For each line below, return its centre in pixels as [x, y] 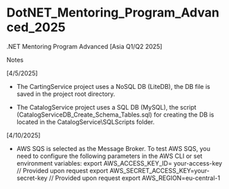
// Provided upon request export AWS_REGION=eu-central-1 [135, 178]
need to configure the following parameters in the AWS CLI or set [109, 156]
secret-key [32, 178]
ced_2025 [36, 27]
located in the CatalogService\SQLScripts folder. [85, 121]
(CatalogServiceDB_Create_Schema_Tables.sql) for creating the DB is [115, 115]
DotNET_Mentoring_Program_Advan [113, 13]
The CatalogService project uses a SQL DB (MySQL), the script [106, 107]
